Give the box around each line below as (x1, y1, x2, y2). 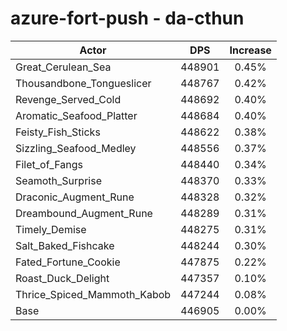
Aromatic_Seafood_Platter (15, 108, 138, 122)
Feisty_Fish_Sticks (15, 125, 101, 139)
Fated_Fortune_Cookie (15, 255, 121, 269)
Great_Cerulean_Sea (15, 60, 112, 74)
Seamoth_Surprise (15, 173, 102, 187)
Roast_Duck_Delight (15, 271, 110, 285)
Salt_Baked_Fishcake (15, 238, 115, 252)
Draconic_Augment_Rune (15, 190, 135, 204)
